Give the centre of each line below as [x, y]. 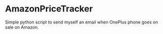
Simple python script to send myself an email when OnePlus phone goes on [81, 22]
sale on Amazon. [22, 27]
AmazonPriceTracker [49, 9]
